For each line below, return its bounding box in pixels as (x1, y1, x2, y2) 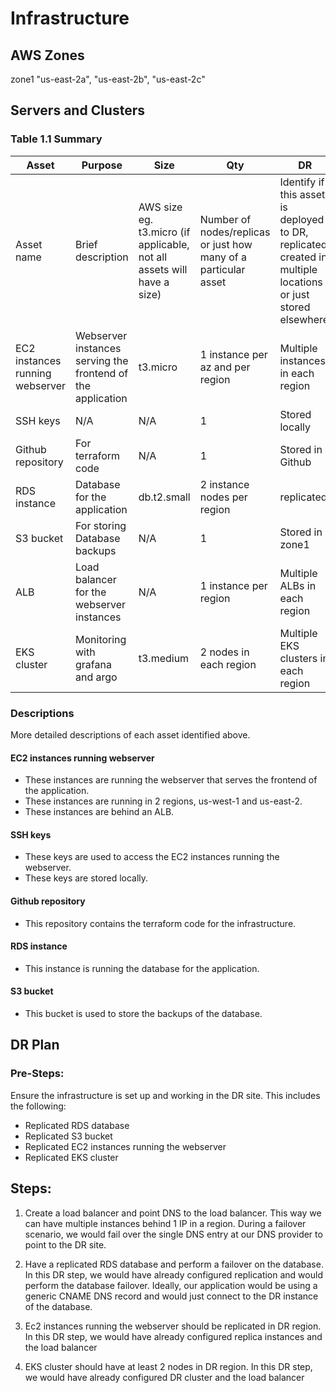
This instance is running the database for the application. (24, 962, 260, 974)
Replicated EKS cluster (24, 1151, 119, 1163)
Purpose (81, 158, 123, 172)
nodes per (199, 490, 248, 504)
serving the (75, 353, 129, 367)
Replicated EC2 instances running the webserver (24, 1140, 227, 1152)
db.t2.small (138, 490, 191, 504)
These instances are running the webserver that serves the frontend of (24, 774, 318, 786)
